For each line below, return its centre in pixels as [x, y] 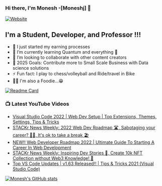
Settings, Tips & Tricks [36, 122]
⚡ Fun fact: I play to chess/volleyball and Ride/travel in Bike [73, 74]
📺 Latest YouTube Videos [37, 104]
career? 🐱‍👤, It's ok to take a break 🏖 [51, 135]
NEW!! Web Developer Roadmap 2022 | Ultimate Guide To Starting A [84, 142]
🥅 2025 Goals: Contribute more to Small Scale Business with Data [80, 63]
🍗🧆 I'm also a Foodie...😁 [38, 81]
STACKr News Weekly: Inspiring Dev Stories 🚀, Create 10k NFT [77, 153]
